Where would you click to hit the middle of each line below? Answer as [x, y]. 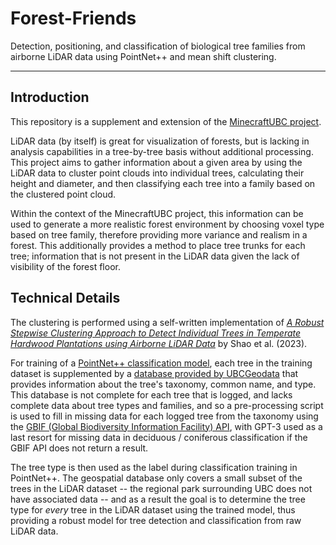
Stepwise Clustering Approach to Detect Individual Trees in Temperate [156, 333]
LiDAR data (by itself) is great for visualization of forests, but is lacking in [160, 141]
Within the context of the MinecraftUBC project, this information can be [157, 213]
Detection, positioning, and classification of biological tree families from [158, 46]
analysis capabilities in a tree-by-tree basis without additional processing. [162, 151]
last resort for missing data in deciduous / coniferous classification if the [159, 437]
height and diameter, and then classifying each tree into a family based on [163, 183]
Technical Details [65, 298]
